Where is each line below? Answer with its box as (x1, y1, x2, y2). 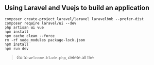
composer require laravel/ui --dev (4, 21, 77, 26)
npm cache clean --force (4, 33, 55, 38)
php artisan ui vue (4, 25, 44, 30)
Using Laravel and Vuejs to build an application (4, 4, 150, 12)
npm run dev (4, 46, 29, 51)
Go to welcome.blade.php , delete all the (16, 54, 94, 60)
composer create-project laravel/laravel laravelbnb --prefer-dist (4, 16, 144, 21)
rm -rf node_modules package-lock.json (4, 38, 86, 42)
